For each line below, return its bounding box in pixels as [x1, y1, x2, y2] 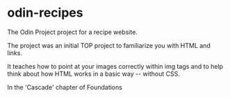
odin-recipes [7, 5, 83, 21]
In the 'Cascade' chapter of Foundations [7, 83, 123, 91]
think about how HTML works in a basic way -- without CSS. [7, 70, 181, 78]
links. [7, 49, 23, 57]
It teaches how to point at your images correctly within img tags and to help [7, 62, 224, 70]
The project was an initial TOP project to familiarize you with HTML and [7, 41, 211, 49]
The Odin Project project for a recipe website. [7, 28, 138, 36]
